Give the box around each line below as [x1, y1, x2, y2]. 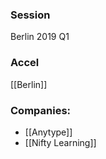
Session [10, 8, 51, 22]
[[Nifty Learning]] [24, 136, 97, 148]
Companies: [10, 103, 72, 117]
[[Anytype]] [24, 126, 73, 138]
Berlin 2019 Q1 [10, 31, 70, 43]
